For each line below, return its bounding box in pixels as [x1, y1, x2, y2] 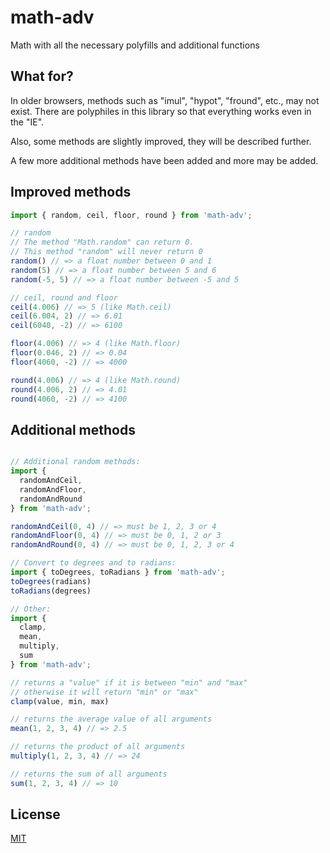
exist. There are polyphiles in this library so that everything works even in [10, 105, 312, 117]
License [10, 806, 61, 823]
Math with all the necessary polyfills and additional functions [10, 39, 260, 51]
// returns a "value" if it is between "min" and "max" [10, 677, 248, 688]
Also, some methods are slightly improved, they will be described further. [10, 135, 312, 147]
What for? [10, 68, 74, 85]
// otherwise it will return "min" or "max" [10, 687, 199, 697]
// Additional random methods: [10, 457, 141, 467]
